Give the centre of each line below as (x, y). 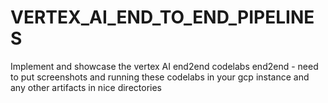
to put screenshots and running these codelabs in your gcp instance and (160, 77)
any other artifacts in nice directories (86, 87)
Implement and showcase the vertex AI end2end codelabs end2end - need (164, 66)
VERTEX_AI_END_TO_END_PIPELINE (162, 17)
